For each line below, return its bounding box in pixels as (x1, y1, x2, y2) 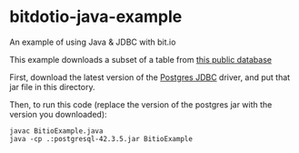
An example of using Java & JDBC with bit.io (9, 36, 176, 47)
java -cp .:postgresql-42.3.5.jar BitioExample (9, 134, 194, 143)
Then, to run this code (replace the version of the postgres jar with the (9, 98, 273, 110)
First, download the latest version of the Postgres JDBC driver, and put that (9, 71, 291, 83)
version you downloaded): (9, 108, 107, 119)
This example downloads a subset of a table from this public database (9, 54, 273, 65)
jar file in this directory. (9, 81, 95, 92)
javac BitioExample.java (9, 126, 104, 136)
